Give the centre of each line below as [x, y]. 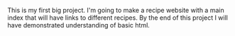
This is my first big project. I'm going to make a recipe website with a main [116, 10]
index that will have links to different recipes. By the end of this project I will [118, 18]
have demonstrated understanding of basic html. [79, 25]
